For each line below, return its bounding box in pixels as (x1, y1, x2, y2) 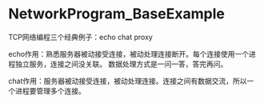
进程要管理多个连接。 (14, 85, 86, 96)
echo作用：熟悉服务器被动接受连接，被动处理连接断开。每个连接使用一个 (8, 49, 250, 58)
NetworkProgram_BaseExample (8, 5, 226, 23)
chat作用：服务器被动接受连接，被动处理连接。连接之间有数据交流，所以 (8, 76, 247, 85)
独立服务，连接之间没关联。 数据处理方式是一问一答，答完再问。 (14, 59, 228, 69)
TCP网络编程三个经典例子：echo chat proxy (8, 32, 154, 42)
